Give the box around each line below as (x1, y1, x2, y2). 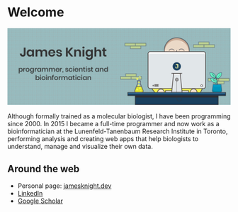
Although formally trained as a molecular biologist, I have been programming (7, 112, 231, 121)
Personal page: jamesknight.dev (17, 182, 112, 190)
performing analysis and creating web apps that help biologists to (7, 135, 199, 143)
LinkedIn (17, 189, 43, 197)
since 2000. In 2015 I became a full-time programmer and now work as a (7, 120, 220, 128)
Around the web (7, 162, 80, 174)
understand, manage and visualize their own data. (7, 143, 154, 151)
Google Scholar (17, 196, 64, 205)
